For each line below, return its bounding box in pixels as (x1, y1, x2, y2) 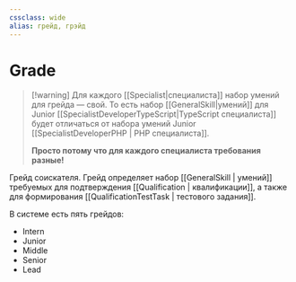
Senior (22, 255, 48, 266)
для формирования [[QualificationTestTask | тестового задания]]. (9, 191, 257, 202)
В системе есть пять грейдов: (9, 208, 124, 220)
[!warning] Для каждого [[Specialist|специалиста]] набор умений (30, 90, 280, 101)
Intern (22, 226, 45, 237)
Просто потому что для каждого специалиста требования (30, 145, 262, 156)
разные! (30, 154, 65, 166)
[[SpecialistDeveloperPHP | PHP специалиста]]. (30, 128, 210, 139)
